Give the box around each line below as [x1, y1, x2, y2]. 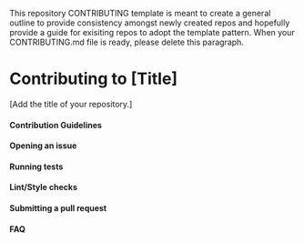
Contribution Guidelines [9, 119, 103, 130]
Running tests [9, 161, 64, 172]
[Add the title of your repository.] [9, 98, 133, 109]
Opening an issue [9, 140, 77, 151]
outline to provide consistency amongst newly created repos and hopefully [9, 17, 290, 28]
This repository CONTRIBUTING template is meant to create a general [9, 8, 271, 18]
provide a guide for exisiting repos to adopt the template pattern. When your [9, 27, 296, 37]
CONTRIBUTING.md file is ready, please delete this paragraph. [9, 36, 244, 47]
